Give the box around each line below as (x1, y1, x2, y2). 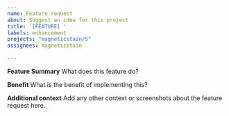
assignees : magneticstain (7, 42, 82, 49)
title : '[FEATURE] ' (7, 23, 67, 30)
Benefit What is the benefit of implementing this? (7, 81, 148, 88)
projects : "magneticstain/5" (7, 36, 92, 43)
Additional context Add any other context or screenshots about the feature (7, 94, 223, 102)
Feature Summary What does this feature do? (7, 67, 139, 75)
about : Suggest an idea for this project (7, 17, 129, 23)
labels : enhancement (7, 29, 67, 37)
